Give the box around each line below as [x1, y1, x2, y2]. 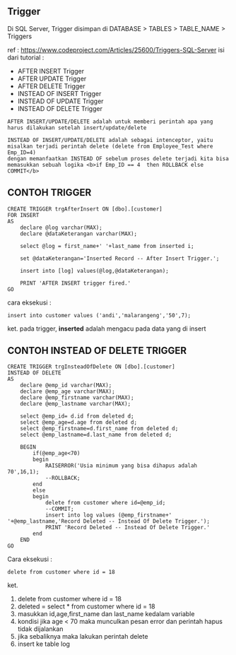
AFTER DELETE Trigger [17, 81, 86, 90]
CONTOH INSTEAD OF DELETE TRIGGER [7, 345, 187, 357]
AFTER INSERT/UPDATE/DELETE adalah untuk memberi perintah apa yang [7, 118, 213, 125]
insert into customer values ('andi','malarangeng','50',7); [7, 312, 191, 319]
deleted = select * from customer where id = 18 [17, 602, 155, 610]
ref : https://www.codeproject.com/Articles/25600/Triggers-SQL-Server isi [7, 45, 225, 54]
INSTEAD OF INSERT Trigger [17, 89, 102, 98]
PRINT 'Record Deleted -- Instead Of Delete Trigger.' [45, 524, 211, 531]
